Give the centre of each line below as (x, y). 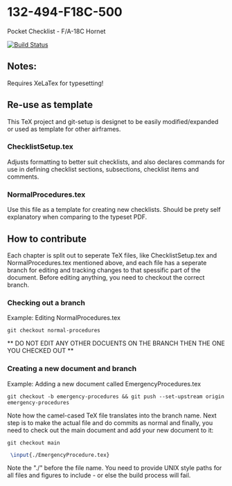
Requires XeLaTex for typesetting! (55, 83)
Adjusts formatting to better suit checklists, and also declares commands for (116, 162)
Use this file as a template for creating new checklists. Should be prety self (114, 210)
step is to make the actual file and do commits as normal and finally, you (110, 422)
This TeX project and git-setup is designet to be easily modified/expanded (113, 121)
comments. (23, 177)
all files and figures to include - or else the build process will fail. (99, 476)
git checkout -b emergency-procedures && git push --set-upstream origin (116, 396)
